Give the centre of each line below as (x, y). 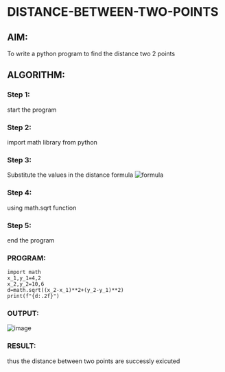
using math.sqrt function (42, 208)
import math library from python (52, 142)
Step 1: (19, 95)
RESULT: (22, 346)
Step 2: (20, 127)
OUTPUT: (23, 314)
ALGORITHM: (36, 75)
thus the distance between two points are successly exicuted (94, 361)
